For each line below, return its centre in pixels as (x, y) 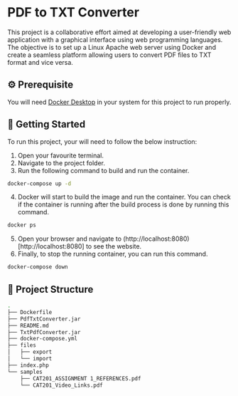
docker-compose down (38, 267)
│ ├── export (30, 352)
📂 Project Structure (50, 289)
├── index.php (28, 365)
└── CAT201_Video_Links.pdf (61, 385)
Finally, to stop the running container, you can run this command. (113, 254)
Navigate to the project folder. (61, 163)
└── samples (25, 372)
